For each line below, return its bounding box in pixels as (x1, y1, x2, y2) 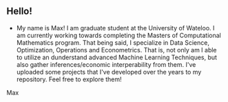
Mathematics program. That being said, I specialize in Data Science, (16, 38, 209, 47)
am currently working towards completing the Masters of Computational (16, 31, 221, 39)
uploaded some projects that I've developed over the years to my (16, 68, 202, 76)
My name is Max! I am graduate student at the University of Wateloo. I (16, 23, 215, 32)
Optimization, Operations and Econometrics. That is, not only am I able (16, 45, 218, 54)
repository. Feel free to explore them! (16, 75, 122, 83)
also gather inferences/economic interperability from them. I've (16, 60, 196, 68)
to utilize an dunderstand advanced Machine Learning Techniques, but (16, 53, 218, 61)
